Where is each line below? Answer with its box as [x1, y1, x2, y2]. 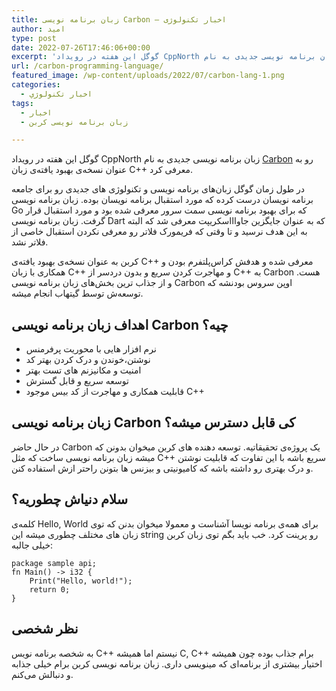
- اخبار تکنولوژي [20, 89, 93, 99]
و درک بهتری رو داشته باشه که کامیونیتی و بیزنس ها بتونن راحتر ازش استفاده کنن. [11, 462, 314, 474]
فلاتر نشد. [11, 236, 49, 248]
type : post [11, 33, 57, 43]
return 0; [29, 584, 71, 595]
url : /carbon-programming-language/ [11, 61, 164, 71]
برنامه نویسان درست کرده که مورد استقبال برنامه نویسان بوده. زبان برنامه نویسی [11, 194, 314, 206]
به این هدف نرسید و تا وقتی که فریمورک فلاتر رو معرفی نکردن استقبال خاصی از [11, 226, 308, 238]
